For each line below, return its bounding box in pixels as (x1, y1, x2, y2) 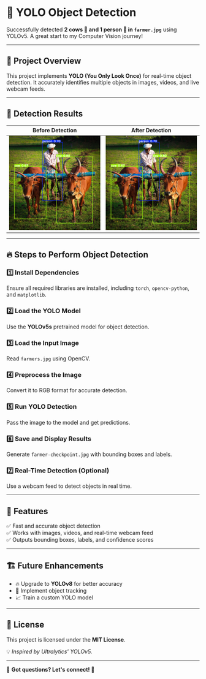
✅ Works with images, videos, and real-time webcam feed (6, 529, 153, 537)
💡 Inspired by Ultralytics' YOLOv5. (6, 648, 93, 655)
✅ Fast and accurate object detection (6, 522, 101, 529)
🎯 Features (6, 506, 48, 517)
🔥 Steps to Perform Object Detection (6, 249, 148, 260)
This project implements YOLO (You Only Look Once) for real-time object (6, 72, 192, 79)
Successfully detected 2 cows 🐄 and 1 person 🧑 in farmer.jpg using (6, 26, 177, 33)
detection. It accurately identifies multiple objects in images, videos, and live (6, 78, 199, 86)
